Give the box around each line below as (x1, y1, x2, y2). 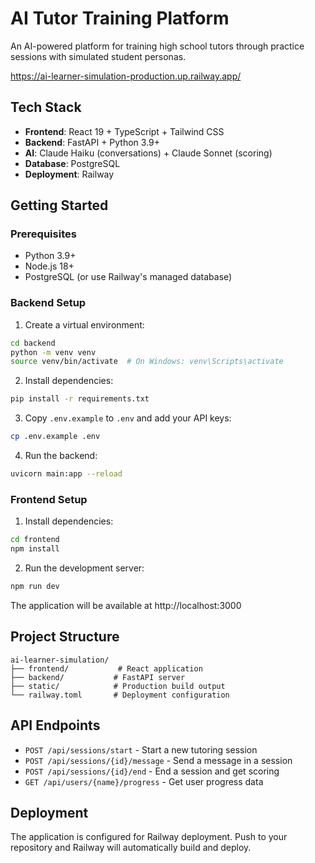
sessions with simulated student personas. (10, 50, 187, 62)
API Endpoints (10, 717, 101, 734)
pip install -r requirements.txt (10, 394, 150, 404)
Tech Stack (10, 99, 82, 116)
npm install (10, 544, 60, 554)
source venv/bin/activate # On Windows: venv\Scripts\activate (10, 357, 284, 367)
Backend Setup (10, 296, 87, 310)
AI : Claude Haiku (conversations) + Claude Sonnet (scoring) (24, 147, 273, 159)
